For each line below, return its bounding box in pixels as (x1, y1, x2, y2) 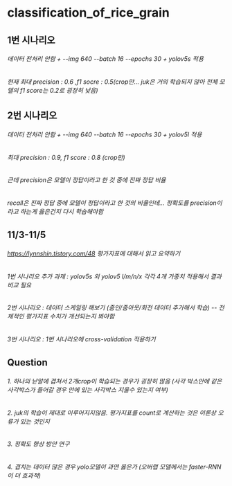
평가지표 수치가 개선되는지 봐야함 (25, 312, 115, 321)
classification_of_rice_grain (7, 5, 170, 21)
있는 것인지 (19, 417, 51, 425)
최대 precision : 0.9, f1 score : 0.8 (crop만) (7, 153, 126, 161)
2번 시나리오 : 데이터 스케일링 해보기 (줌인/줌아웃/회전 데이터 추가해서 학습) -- (7, 303, 217, 312)
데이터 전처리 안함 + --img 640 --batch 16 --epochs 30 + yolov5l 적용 (7, 130, 202, 138)
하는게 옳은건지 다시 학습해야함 (19, 207, 104, 215)
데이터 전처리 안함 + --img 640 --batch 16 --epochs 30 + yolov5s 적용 (7, 55, 204, 63)
